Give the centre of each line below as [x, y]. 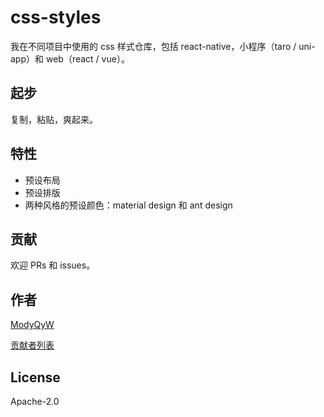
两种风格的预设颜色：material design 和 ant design [128, 205]
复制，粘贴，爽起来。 [54, 119]
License [35, 377]
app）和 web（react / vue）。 [70, 58]
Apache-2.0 [35, 401]
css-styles [56, 17]
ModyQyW [32, 325]
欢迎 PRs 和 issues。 [53, 265]
